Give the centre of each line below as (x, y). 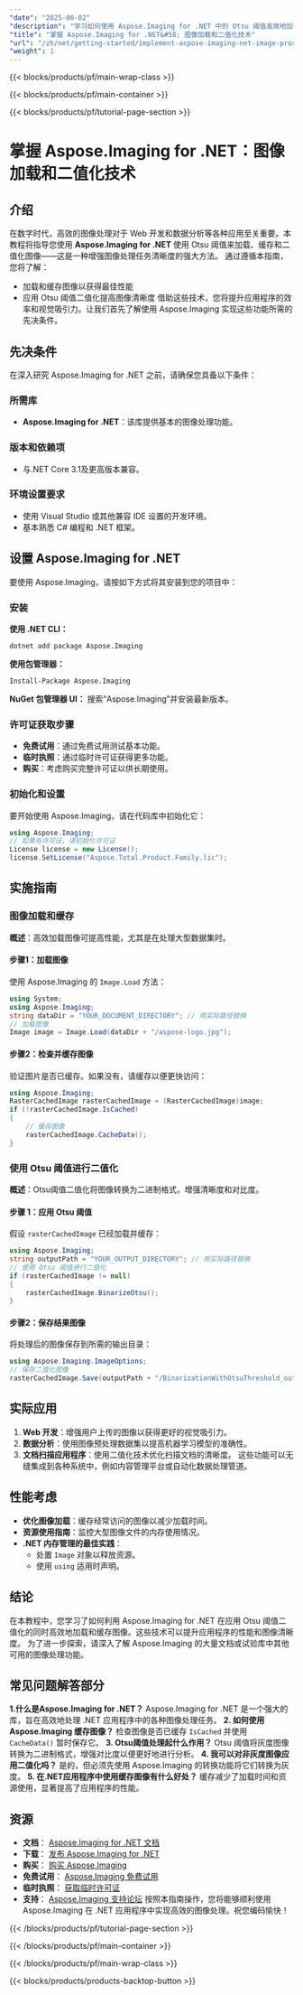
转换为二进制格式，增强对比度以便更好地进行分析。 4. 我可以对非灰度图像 (146, 1754)
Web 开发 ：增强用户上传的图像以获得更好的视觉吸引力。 (127, 1431)
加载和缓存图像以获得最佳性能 (78, 286)
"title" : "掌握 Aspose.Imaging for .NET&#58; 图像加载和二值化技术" (133, 34)
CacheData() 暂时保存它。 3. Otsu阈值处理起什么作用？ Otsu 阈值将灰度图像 (149, 1743)
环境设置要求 (37, 495)
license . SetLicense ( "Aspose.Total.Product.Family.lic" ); (119, 858)
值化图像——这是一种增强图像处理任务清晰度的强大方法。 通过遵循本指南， (149, 256)
